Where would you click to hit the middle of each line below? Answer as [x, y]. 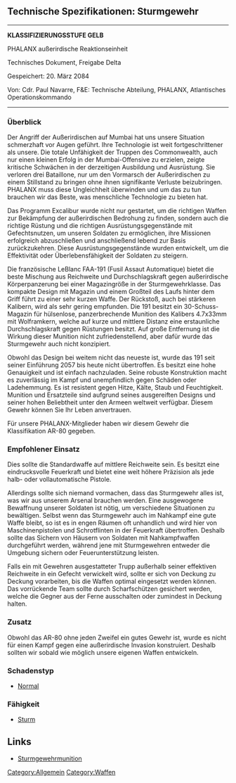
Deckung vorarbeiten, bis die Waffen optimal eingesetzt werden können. [112, 581]
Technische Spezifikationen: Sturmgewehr [103, 12]
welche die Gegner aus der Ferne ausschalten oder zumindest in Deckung [115, 597]
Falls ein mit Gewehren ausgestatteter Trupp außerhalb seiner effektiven [112, 566]
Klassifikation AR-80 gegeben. [52, 431]
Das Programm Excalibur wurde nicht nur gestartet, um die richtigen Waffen [117, 211]
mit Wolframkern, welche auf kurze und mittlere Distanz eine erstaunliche [113, 322]
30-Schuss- [201, 307]
